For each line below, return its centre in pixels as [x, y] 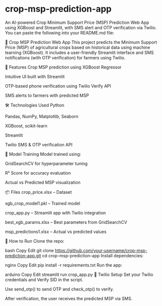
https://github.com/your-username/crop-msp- [101, 250]
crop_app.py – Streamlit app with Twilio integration [56, 213]
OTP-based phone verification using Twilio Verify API [58, 86]
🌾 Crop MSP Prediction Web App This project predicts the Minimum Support [81, 42]
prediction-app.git [23, 255]
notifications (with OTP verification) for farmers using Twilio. [65, 57]
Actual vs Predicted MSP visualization [43, 182]
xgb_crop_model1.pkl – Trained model [43, 203]
